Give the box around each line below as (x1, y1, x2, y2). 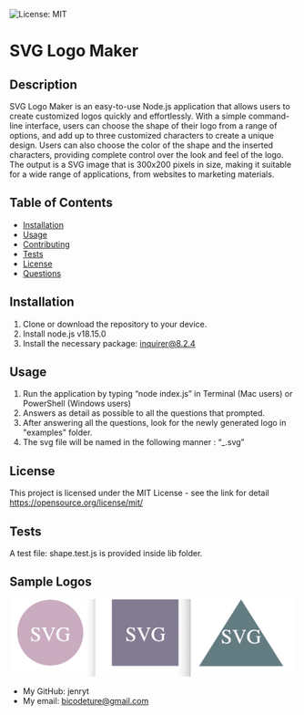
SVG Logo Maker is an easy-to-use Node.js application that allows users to (9, 101, 291, 111)
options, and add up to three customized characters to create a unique (9, 130, 275, 140)
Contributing (22, 238, 70, 250)
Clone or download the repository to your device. (22, 318, 208, 329)
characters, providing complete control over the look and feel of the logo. (9, 150, 284, 160)
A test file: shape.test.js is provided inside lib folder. (9, 548, 203, 559)
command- (248, 110, 290, 121)
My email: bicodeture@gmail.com (22, 696, 149, 707)
